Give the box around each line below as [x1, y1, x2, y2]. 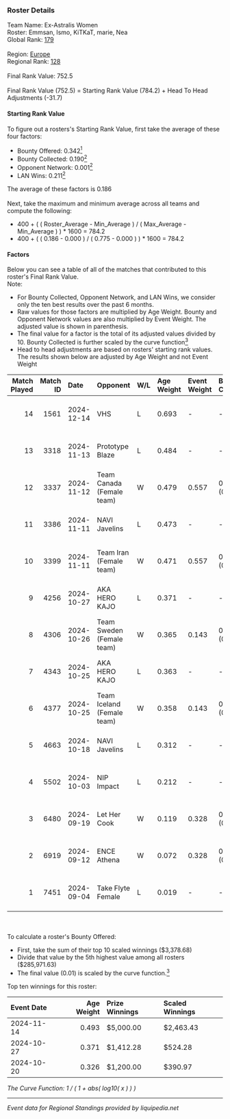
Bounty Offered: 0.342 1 [16, 145, 83, 155]
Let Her [97, 809, 121, 819]
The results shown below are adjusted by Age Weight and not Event [16, 352, 209, 361]
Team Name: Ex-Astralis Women [7, 21, 98, 29]
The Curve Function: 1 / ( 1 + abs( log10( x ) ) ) [7, 1084, 136, 1092]
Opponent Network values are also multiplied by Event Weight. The [16, 315, 207, 323]
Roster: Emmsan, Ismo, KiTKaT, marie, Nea [7, 28, 128, 36]
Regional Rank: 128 [7, 58, 61, 66]
